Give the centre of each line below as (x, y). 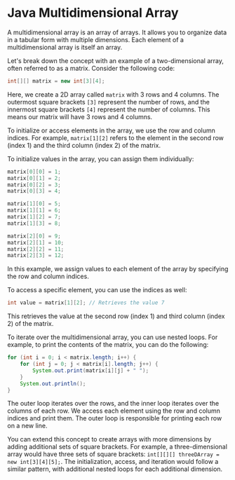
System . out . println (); (53, 383)
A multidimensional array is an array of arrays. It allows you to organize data (117, 32)
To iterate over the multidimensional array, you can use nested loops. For (113, 337)
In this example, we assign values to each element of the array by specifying (118, 269)
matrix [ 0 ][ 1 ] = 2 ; (34, 178)
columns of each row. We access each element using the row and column (114, 411)
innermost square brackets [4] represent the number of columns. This (109, 109)
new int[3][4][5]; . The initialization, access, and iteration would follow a (113, 462)
